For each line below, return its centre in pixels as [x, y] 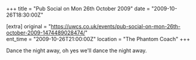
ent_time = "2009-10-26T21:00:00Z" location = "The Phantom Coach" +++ [98, 39]
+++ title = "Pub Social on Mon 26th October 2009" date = [78, 9]
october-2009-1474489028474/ [46, 33]
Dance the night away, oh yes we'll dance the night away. [77, 50]
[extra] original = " [29, 26]
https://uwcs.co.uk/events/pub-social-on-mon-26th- [115, 26]
